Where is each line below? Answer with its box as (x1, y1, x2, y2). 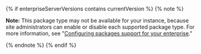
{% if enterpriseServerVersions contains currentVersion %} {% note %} (5, 5, 184, 12)
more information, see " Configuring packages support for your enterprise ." (5, 30, 193, 37)
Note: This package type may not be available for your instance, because (5, 17, 189, 24)
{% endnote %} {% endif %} (5, 42, 77, 49)
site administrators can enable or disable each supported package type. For (5, 24, 195, 30)
